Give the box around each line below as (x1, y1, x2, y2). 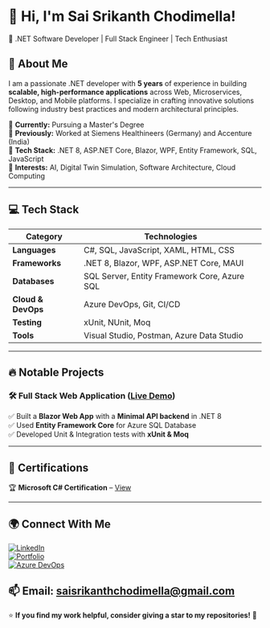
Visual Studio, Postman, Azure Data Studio (84, 330, 243, 341)
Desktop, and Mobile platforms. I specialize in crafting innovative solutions (8, 96, 255, 105)
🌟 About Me (8, 57, 68, 71)
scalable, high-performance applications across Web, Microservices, (8, 87, 243, 96)
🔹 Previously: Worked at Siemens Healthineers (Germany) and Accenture (8, 128, 252, 138)
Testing (12, 317, 43, 328)
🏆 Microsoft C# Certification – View (8, 482, 132, 493)
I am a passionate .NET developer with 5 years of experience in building (8, 78, 247, 88)
